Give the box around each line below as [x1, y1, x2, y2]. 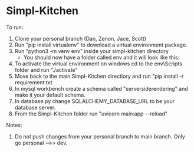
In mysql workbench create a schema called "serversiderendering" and [14, 85, 188, 92]
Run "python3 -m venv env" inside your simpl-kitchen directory [14, 47, 169, 54]
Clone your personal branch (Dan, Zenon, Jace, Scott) [14, 35, 146, 42]
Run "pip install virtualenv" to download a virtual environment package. [14, 41, 188, 48]
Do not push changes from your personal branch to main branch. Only [14, 133, 186, 140]
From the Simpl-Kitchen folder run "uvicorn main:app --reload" [14, 110, 168, 117]
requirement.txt [14, 78, 52, 86]
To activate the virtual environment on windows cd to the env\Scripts [14, 60, 183, 67]
